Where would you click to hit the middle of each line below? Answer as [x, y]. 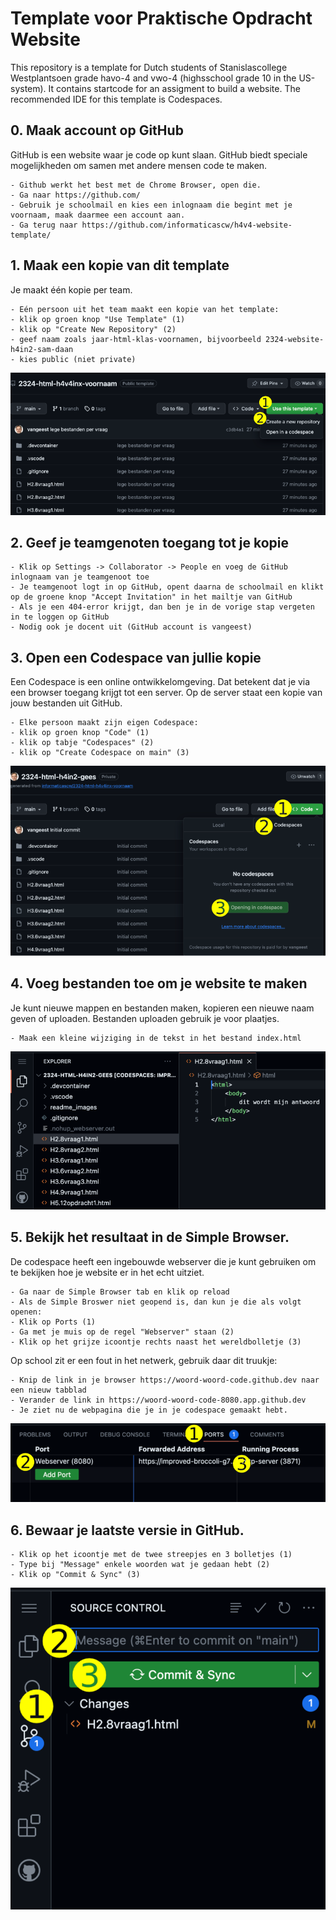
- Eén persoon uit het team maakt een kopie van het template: [145, 309]
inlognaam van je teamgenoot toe [80, 577]
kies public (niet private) [78, 359]
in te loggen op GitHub [60, 617]
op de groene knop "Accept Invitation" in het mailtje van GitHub [151, 597]
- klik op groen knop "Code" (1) [80, 733]
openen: [26, 1312]
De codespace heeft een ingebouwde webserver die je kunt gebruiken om [163, 1261]
